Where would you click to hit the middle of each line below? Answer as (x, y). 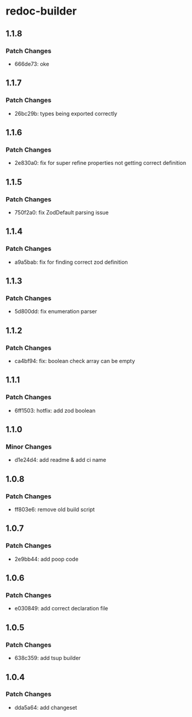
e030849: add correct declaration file (61, 609)
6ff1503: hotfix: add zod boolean (55, 410)
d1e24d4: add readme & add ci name (60, 460)
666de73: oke (32, 64)
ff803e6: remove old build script (54, 510)
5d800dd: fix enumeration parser (56, 312)
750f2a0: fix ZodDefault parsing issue (62, 212)
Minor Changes (29, 447)
